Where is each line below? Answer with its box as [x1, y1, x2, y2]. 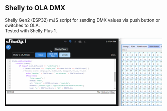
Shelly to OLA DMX [5, 4, 66, 12]
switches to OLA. [5, 22, 40, 28]
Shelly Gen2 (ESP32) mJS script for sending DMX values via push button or [5, 17, 160, 23]
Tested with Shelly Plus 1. [5, 27, 57, 34]
